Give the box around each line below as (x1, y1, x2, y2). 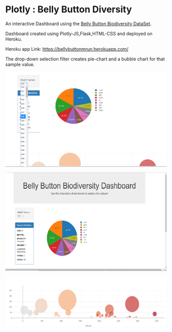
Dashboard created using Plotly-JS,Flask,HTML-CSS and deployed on (5, 30, 153, 36)
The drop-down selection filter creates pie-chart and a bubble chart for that (5, 55, 165, 62)
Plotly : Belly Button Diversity (5, 4, 132, 15)
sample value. (5, 61, 35, 67)
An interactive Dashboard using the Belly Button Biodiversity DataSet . (5, 21, 152, 27)
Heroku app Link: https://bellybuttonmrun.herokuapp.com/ (5, 46, 129, 52)
